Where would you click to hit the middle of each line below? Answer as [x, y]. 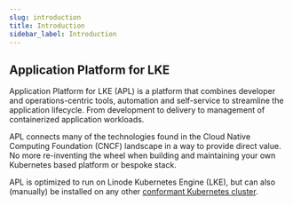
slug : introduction [45, 17]
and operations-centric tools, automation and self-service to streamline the [146, 101]
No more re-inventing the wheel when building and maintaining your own [143, 155]
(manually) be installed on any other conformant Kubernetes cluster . [134, 192]
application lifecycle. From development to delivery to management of [137, 110]
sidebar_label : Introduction [63, 34]
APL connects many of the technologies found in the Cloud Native [130, 137]
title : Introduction [48, 26]
